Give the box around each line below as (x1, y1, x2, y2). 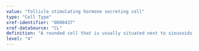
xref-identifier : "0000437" (6, 19, 76, 25)
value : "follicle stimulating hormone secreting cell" (6, 8, 145, 15)
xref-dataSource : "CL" (6, 25, 62, 31)
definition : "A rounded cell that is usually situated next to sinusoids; (6, 30, 195, 36)
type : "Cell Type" (6, 14, 52, 20)
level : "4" (6, 36, 33, 42)
